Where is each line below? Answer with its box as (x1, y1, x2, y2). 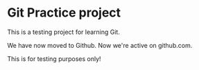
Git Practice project (7, 5, 121, 21)
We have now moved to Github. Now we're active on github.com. (7, 41, 193, 49)
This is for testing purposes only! (7, 54, 102, 63)
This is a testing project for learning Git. (7, 28, 120, 36)
